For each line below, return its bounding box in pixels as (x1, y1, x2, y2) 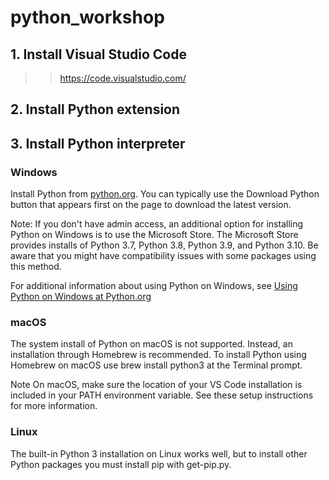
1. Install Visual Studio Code (10, 46, 187, 63)
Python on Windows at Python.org (10, 291, 152, 303)
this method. (10, 261, 62, 273)
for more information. (10, 400, 98, 412)
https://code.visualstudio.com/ (59, 72, 187, 84)
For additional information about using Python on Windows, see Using (10, 280, 298, 292)
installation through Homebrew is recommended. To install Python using (10, 349, 307, 361)
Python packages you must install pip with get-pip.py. (10, 458, 232, 470)
